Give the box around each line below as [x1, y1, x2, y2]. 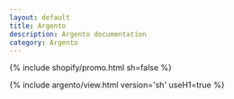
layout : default [9, 12, 70, 22]
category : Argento [9, 37, 78, 47]
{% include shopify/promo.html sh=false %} [9, 62, 173, 73]
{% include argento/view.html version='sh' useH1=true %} [9, 79, 225, 90]
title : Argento [9, 21, 67, 30]
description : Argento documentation [9, 29, 147, 38]
